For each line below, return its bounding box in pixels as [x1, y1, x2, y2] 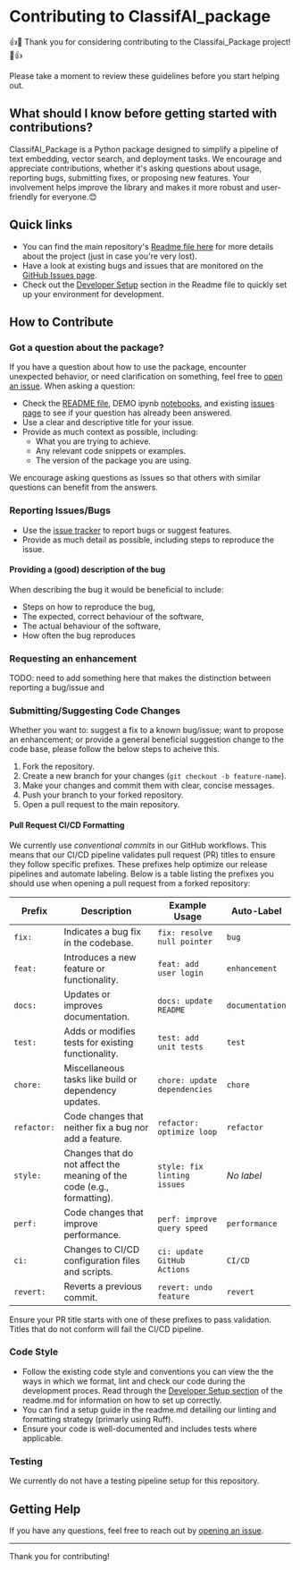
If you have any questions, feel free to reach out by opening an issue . [9, 1524, 264, 1536]
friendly [9, 191, 38, 202]
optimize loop [157, 1126, 218, 1137]
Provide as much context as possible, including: [21, 427, 198, 438]
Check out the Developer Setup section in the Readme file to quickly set [21, 279, 287, 290]
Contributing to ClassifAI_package [9, 6, 271, 27]
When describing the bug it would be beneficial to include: [9, 584, 225, 594]
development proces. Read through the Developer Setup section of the [21, 1385, 283, 1395]
